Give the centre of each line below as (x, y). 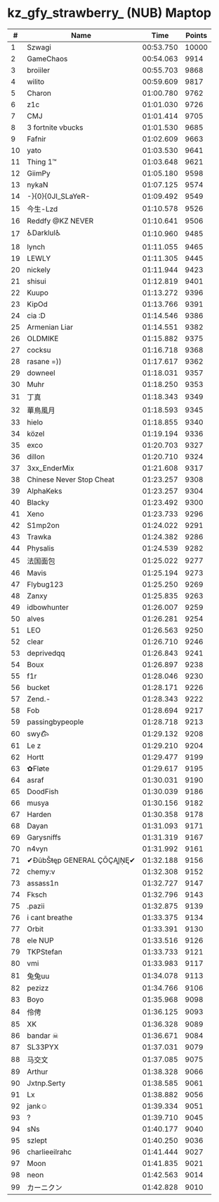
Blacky (38, 502)
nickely (39, 269)
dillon (36, 456)
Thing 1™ (42, 161)
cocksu (39, 350)
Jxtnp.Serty (46, 1083)
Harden (39, 814)
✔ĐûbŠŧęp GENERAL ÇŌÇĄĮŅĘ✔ (81, 860)
